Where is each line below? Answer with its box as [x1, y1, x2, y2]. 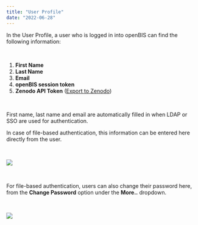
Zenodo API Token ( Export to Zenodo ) [15, 87, 112, 94]
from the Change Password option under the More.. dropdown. [6, 189, 167, 196]
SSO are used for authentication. [6, 117, 88, 125]
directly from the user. [6, 135, 62, 143]
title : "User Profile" [6, 9, 64, 15]
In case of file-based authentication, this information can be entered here [6, 129, 191, 136]
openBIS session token [15, 80, 75, 88]
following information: [6, 38, 61, 45]
